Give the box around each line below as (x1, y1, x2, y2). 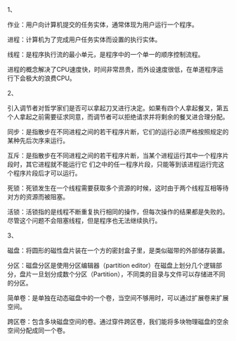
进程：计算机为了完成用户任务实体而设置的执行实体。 (7, 35, 162, 44)
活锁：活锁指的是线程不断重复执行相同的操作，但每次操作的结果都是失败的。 (7, 207, 229, 216)
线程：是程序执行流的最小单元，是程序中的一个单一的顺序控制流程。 (7, 51, 204, 58)
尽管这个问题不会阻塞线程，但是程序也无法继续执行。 (7, 217, 162, 224)
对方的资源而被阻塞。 (7, 193, 69, 201)
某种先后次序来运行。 (7, 136, 69, 145)
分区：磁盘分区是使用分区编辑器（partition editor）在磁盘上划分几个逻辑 (7, 262, 216, 269)
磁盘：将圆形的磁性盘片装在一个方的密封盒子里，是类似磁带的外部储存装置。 (7, 246, 229, 255)
